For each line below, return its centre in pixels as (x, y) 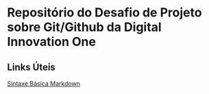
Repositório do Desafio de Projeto (104, 13)
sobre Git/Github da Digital (85, 27)
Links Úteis (32, 67)
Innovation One (51, 42)
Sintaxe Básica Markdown (44, 83)
